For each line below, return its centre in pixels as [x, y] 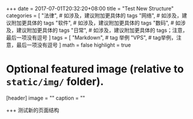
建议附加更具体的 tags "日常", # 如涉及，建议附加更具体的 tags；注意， [102, 30]
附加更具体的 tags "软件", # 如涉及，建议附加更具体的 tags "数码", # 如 [96, 23]
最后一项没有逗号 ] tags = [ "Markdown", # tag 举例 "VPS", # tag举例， [91, 37]
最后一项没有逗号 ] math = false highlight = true [74, 45]
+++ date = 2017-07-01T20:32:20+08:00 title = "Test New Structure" [90, 9]
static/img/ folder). [55, 82]
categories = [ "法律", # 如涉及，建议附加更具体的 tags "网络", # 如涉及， [94, 15]
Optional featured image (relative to [95, 69]
